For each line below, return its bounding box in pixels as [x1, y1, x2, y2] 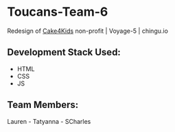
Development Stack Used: [7, 47, 121, 58]
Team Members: [7, 99, 79, 111]
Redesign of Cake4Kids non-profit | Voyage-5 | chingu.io [7, 27, 168, 35]
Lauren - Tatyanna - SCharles [7, 117, 91, 125]
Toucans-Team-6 [7, 4, 108, 20]
